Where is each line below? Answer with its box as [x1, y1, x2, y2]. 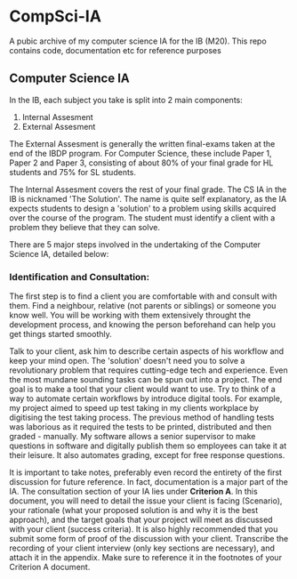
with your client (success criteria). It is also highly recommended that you [9, 524, 278, 535]
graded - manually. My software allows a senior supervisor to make [9, 431, 256, 442]
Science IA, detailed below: [9, 248, 109, 259]
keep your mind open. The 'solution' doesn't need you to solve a [9, 356, 245, 366]
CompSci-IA [9, 6, 102, 27]
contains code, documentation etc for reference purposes [9, 44, 222, 55]
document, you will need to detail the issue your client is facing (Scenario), [9, 495, 283, 506]
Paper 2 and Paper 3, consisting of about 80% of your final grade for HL [9, 157, 274, 168]
